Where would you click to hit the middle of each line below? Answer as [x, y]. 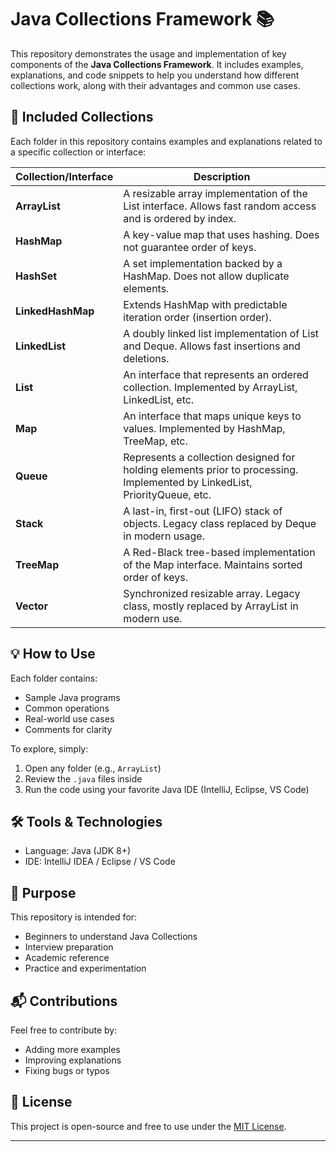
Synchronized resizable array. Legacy [212, 593]
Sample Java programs [72, 697]
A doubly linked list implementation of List [221, 333]
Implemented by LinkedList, [188, 482]
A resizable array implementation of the [215, 193]
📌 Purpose [43, 892]
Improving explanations [73, 1060]
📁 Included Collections [82, 117]
